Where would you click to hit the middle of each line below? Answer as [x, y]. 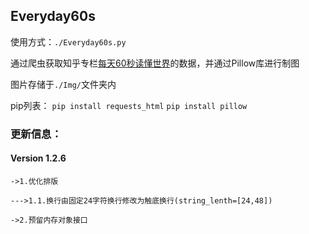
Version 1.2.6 [38, 158]
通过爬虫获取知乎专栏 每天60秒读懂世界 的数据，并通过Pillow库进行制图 [155, 63]
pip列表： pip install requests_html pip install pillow [129, 105]
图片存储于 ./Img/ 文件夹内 [63, 84]
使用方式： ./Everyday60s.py [68, 41]
